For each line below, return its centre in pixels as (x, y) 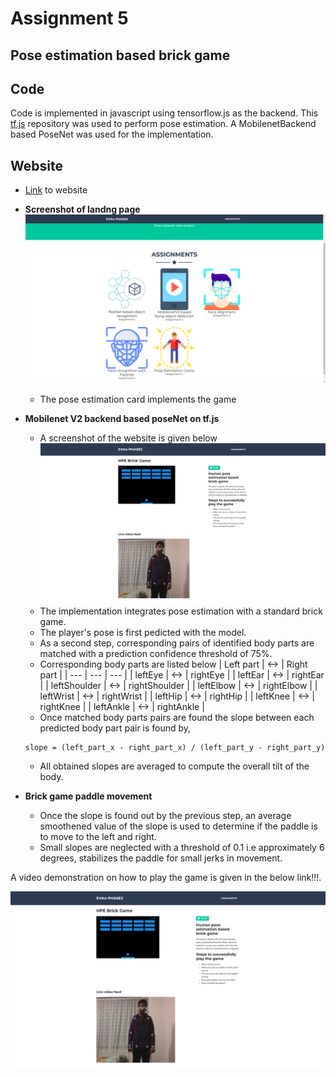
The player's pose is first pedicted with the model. (143, 633)
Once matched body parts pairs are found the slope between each (177, 718)
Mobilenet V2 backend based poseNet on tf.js (122, 419)
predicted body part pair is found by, (115, 728)
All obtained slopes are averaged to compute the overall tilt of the (174, 766)
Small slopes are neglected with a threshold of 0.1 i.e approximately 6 (182, 848)
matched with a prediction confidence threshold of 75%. (156, 654)
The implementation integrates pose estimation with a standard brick (181, 611)
